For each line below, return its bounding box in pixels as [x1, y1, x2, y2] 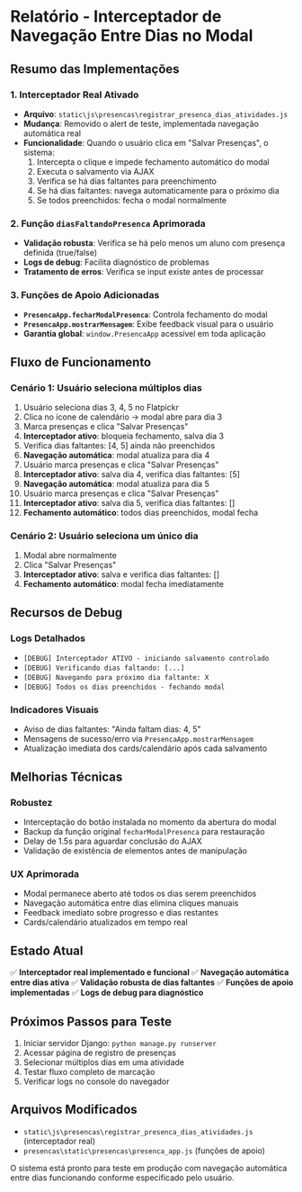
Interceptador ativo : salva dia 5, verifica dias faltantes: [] [22, 498, 235, 509]
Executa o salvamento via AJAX [36, 166, 155, 176]
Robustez [10, 796, 53, 808]
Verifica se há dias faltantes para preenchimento [36, 176, 217, 186]
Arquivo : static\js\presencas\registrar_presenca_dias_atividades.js [22, 108, 289, 119]
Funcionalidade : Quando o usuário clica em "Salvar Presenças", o [22, 137, 269, 148]
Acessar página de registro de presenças [22, 1047, 176, 1059]
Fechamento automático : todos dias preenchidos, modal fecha [22, 507, 259, 519]
